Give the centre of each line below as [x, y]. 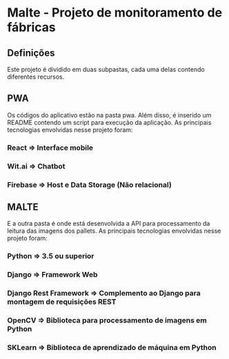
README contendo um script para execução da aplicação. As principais [109, 122]
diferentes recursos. [36, 77]
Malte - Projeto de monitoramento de [115, 13]
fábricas [32, 27]
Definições [31, 53]
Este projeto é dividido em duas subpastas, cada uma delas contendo [106, 69]
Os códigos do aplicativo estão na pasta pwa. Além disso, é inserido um [109, 115]
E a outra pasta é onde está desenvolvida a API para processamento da [109, 224]
